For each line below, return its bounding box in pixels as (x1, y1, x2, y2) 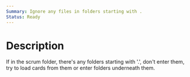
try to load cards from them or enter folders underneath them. (6, 65, 155, 72)
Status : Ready (6, 14, 41, 20)
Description (6, 39, 64, 52)
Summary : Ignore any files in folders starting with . (6, 8, 143, 15)
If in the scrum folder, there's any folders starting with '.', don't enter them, (6, 58, 185, 65)
